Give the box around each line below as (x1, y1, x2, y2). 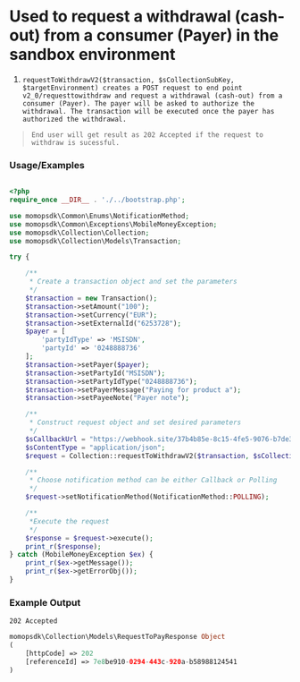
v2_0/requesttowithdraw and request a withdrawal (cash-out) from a (21, 91, 283, 100)
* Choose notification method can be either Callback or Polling (29, 476, 278, 485)
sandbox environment (9, 45, 176, 64)
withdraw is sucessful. (30, 138, 121, 147)
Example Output (9, 596, 81, 609)
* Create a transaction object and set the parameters (29, 277, 238, 286)
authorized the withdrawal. (21, 115, 127, 124)
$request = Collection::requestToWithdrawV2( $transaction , (25, 451, 250, 460)
